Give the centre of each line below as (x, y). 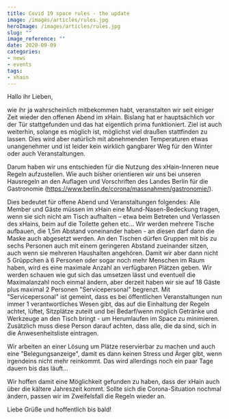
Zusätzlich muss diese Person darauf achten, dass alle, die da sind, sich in (112, 326)
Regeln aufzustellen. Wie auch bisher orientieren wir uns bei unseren (104, 174)
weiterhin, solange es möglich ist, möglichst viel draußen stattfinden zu (107, 132)
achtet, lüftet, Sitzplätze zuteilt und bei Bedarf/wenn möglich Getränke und (112, 311)
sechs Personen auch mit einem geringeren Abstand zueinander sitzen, (108, 246)
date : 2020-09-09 (32, 45)
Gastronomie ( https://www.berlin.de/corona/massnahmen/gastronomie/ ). (110, 189)
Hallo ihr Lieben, (30, 97)
